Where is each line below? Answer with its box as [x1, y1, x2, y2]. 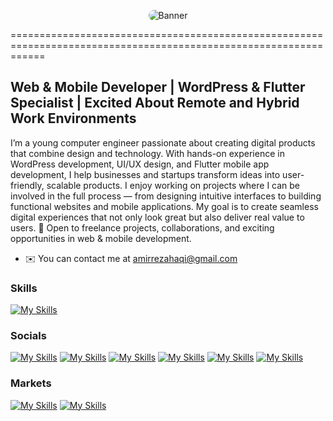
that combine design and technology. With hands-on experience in [10, 147, 285, 159]
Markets [10, 376, 52, 390]
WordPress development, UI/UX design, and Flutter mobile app [10, 158, 270, 170]
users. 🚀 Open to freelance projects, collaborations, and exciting [10, 221, 275, 234]
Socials [10, 329, 47, 343]
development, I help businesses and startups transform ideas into [10, 168, 281, 180]
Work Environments [10, 110, 137, 127]
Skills [10, 281, 38, 295]
